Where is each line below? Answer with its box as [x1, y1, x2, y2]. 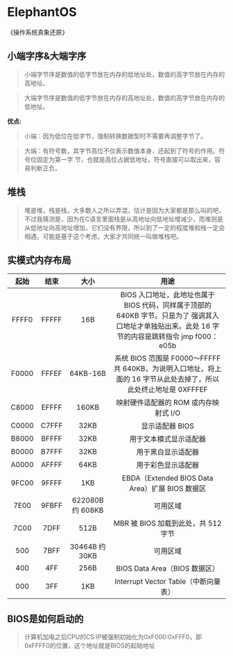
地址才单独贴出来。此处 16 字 [123, 321, 220, 331]
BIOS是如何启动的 [7, 613, 84, 625]
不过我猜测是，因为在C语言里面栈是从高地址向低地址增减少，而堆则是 [24, 215, 224, 223]
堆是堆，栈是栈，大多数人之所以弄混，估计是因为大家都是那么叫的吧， [24, 206, 225, 214]
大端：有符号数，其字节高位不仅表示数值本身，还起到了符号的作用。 [24, 147, 219, 155]
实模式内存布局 [7, 254, 71, 266]
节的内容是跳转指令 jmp [116, 331, 194, 341]
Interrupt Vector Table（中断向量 [114, 577, 221, 587]
